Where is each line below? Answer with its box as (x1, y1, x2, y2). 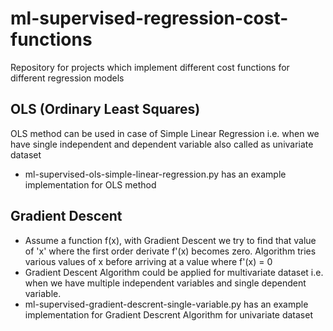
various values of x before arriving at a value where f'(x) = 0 (24, 255, 273, 267)
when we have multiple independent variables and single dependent (24, 277, 307, 289)
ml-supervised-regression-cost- (10, 7, 289, 30)
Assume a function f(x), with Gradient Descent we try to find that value (24, 234, 317, 246)
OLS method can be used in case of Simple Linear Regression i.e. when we (10, 127, 320, 139)
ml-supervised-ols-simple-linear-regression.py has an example (24, 168, 287, 180)
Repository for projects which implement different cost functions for (10, 61, 290, 73)
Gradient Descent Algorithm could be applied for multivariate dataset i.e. (24, 266, 324, 278)
